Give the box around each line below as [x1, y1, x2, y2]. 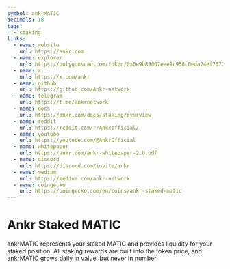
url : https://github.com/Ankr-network [19, 86, 130, 93]
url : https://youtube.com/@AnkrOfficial [19, 137, 136, 144]
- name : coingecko [13, 182, 66, 188]
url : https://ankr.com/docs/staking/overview [19, 111, 152, 118]
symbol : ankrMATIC [7, 10, 60, 17]
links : [7, 36, 26, 42]
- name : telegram [13, 93, 63, 100]
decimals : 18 [7, 16, 44, 23]
